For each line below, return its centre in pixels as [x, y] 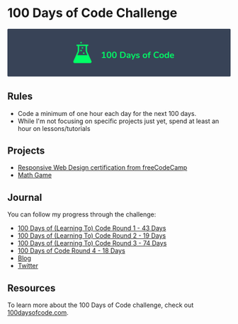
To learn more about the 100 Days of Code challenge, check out [101, 305]
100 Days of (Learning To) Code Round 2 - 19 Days [92, 236]
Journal [25, 197]
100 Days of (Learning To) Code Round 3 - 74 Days [92, 243]
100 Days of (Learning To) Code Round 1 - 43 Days [92, 228]
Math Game [34, 175]
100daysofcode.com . [38, 312]
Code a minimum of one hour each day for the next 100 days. [107, 113]
